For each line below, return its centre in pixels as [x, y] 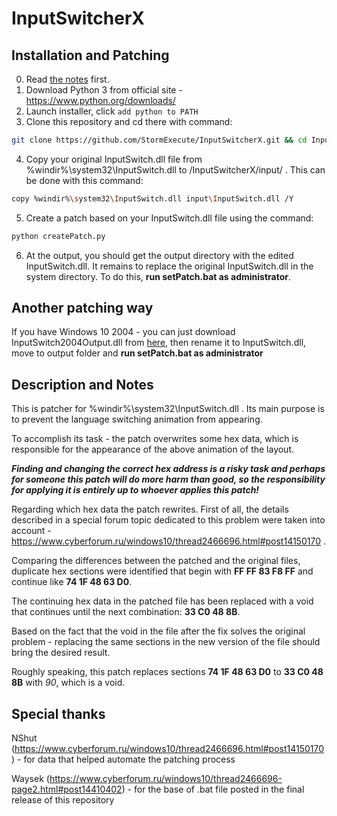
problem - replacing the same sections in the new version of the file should [166, 642]
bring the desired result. [61, 653]
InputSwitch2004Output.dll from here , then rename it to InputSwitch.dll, [159, 343]
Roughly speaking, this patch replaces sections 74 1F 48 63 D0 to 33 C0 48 [167, 672]
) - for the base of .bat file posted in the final [213, 789]
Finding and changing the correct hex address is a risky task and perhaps [168, 469]
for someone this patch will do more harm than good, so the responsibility [168, 479]
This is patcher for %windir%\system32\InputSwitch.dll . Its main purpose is [168, 409]
